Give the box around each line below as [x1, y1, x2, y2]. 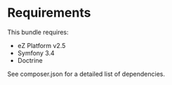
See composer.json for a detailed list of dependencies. [7, 70, 166, 78]
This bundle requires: [7, 28, 69, 36]
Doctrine [17, 56, 44, 64]
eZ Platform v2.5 [17, 41, 66, 49]
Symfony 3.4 [17, 49, 55, 57]
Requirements [7, 5, 91, 21]
